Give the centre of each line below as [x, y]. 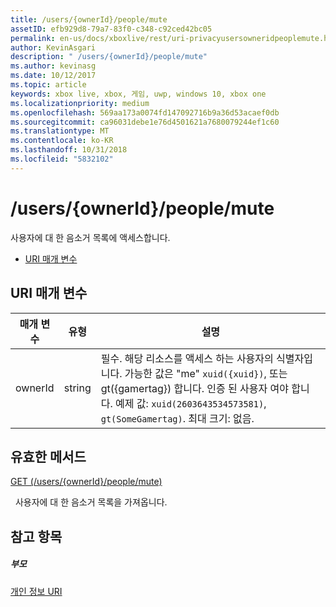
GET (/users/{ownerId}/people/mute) [86, 482]
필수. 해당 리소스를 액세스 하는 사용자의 [187, 358]
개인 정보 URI [36, 591]
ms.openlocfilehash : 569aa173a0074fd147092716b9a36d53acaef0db [145, 112]
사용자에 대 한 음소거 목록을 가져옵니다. [91, 502]
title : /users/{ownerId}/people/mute [89, 19]
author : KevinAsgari [53, 47]
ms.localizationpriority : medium [80, 103]
